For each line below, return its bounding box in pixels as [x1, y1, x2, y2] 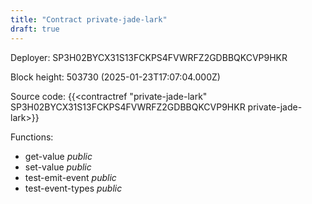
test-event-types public [24, 182, 123, 194]
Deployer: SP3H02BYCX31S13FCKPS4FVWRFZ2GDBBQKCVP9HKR [10, 51, 288, 63]
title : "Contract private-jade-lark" [10, 14, 168, 25]
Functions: [10, 131, 54, 143]
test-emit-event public [24, 171, 117, 183]
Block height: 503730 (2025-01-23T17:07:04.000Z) [10, 71, 221, 83]
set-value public [24, 161, 92, 173]
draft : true [10, 24, 60, 34]
